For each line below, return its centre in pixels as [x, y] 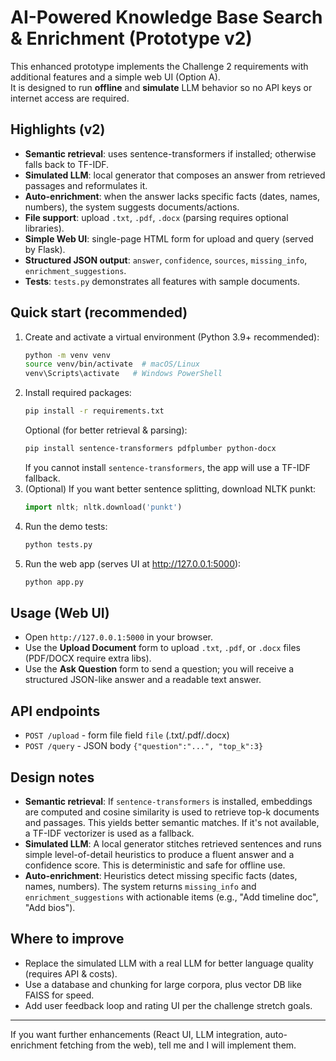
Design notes [52, 777]
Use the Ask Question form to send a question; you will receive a [159, 669]
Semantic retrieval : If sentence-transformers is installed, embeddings [168, 801]
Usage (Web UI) [60, 612]
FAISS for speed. [59, 995]
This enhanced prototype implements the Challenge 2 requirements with [159, 66]
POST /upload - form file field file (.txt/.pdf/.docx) [127, 735]
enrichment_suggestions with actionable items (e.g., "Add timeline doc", [171, 897]
